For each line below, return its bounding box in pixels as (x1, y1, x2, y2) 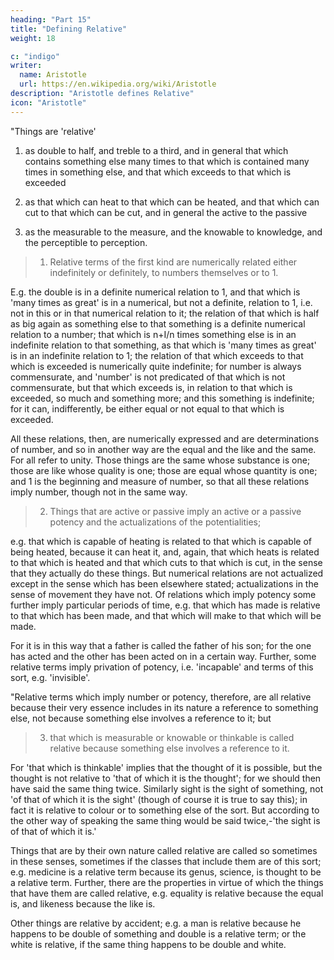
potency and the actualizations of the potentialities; (49, 516, 262, 528)
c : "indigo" (10, 51, 60, 61)
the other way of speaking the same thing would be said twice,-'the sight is (10, 814, 321, 826)
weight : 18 (10, 33, 56, 43)
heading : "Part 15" (10, 14, 92, 25)
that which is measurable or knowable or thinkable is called (49, 731, 295, 743)
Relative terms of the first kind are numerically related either (49, 256, 298, 268)
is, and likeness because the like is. (10, 897, 156, 910)
